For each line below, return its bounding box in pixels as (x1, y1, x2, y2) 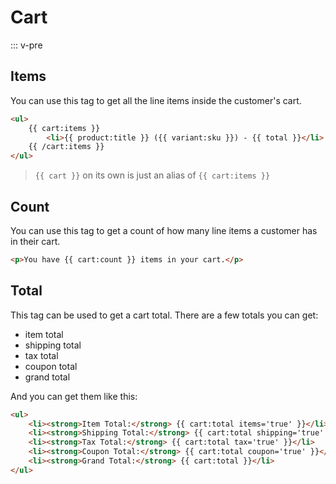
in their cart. (10, 235, 61, 247)
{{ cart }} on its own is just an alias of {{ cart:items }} (34, 169, 271, 181)
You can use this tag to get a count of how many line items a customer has (10, 224, 318, 236)
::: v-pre (10, 39, 43, 51)
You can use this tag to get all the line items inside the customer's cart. (10, 94, 302, 106)
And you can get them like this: (10, 390, 138, 402)
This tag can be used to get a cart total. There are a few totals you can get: (10, 309, 319, 321)
